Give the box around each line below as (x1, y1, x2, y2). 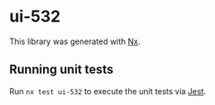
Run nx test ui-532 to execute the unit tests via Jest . (9, 85, 207, 96)
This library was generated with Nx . (9, 36, 141, 47)
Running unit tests (9, 62, 114, 77)
